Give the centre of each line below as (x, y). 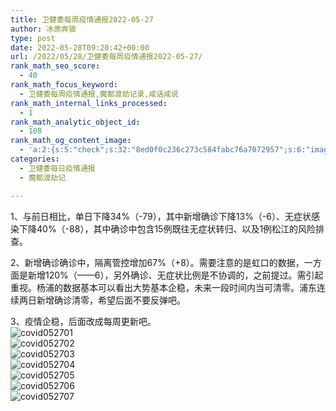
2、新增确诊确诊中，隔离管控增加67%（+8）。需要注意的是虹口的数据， (157, 262)
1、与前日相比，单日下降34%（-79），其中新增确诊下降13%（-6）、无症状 (161, 216)
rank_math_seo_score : (55, 66)
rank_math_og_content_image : (71, 141)
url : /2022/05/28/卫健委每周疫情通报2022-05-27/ (106, 57)
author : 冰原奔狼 (43, 29)
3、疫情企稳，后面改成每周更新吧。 (83, 321)
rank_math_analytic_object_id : (75, 122)
